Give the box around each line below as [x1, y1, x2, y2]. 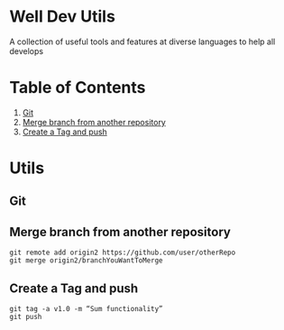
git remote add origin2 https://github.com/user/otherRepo [9, 248, 236, 258]
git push [9, 313, 42, 322]
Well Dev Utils [9, 6, 115, 27]
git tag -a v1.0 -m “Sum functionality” [9, 305, 164, 314]
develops [9, 45, 43, 56]
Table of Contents [9, 78, 146, 98]
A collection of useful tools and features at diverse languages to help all [9, 36, 276, 47]
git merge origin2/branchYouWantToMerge [9, 256, 164, 265]
